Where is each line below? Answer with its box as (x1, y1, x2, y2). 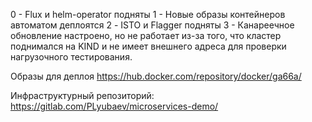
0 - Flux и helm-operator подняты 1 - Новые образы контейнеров (10, 9, 286, 20)
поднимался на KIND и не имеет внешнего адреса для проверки (10, 40, 287, 52)
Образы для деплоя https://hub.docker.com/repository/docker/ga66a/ (10, 70, 302, 82)
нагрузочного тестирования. (10, 51, 133, 63)
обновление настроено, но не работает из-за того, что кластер (10, 30, 282, 41)
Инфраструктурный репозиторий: (10, 90, 155, 101)
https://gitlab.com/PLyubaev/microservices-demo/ (10, 100, 219, 112)
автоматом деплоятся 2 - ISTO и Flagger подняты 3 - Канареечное (10, 19, 295, 31)
